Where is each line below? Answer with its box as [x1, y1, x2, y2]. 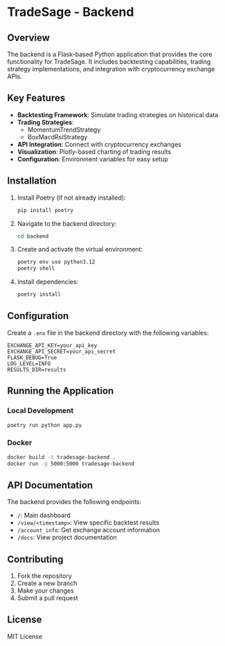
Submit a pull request [17, 594, 78, 602]
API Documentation [7, 479, 93, 491]
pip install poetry [17, 207, 74, 213]
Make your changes [17, 586, 74, 595]
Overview [7, 32, 51, 44]
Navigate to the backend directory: [17, 219, 117, 227]
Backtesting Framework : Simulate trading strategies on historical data [17, 110, 219, 119]
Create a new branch [17, 579, 78, 588]
